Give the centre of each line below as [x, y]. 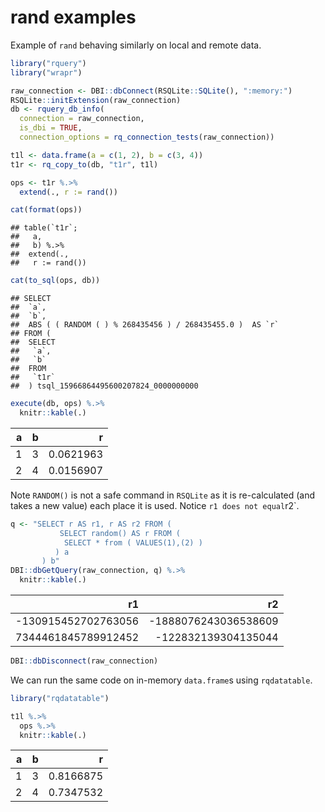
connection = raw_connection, [82, 119]
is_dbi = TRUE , [51, 128]
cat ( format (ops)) [46, 210]
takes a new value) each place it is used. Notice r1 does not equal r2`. [155, 505]
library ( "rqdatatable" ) [60, 698]
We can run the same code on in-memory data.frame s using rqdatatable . [161, 680]
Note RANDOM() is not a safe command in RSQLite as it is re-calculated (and [163, 495]
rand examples [73, 17]
